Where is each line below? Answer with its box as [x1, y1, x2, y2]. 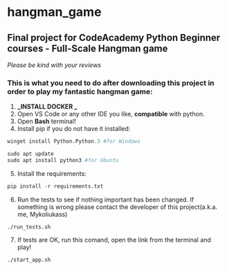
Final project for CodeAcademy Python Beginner [7, 32, 221, 44]
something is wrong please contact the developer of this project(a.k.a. [17, 202, 218, 211]
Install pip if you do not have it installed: [17, 125, 131, 133]
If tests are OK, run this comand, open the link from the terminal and [17, 235, 211, 244]
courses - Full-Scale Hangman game [7, 42, 168, 54]
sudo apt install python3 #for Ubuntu [7, 157, 119, 164]
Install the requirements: [17, 169, 87, 177]
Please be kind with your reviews [7, 61, 102, 69]
